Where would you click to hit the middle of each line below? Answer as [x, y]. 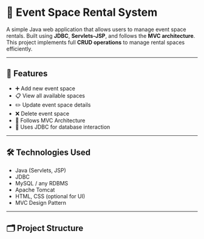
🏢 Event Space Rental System [82, 12]
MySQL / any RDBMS [42, 183]
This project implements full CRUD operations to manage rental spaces [96, 42]
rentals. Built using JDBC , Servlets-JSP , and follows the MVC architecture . [101, 35]
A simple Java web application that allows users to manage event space [96, 29]
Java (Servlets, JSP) [41, 170]
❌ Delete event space [42, 113]
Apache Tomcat [35, 190]
